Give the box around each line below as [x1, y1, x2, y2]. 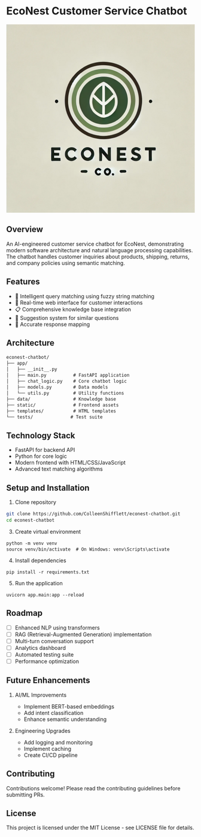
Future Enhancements [6, 676, 91, 686]
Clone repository [14, 499, 57, 506]
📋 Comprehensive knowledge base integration [14, 306, 132, 313]
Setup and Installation [6, 482, 90, 493]
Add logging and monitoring [23, 738, 93, 746]
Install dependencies [14, 557, 67, 564]
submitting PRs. [6, 791, 45, 798]
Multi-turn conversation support [14, 637, 94, 644]
